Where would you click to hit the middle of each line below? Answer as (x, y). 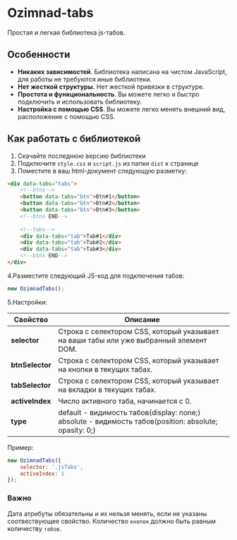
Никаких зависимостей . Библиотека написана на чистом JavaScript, (122, 71)
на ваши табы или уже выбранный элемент (133, 340)
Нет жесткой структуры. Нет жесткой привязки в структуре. (111, 87)
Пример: (20, 447)
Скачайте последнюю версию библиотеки (81, 156)
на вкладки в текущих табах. (107, 389)
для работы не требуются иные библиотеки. (84, 79)
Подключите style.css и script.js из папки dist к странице (108, 163)
